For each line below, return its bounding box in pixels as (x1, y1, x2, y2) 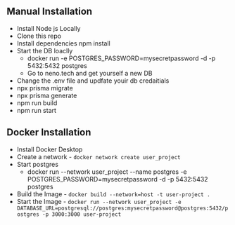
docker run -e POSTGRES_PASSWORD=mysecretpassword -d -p (27, 54, 216, 62)
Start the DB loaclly (16, 46, 73, 55)
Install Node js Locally (16, 24, 81, 32)
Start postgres (16, 160, 59, 168)
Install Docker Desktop (16, 145, 83, 154)
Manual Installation (6, 6, 93, 18)
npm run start (16, 106, 57, 114)
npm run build (16, 98, 58, 107)
